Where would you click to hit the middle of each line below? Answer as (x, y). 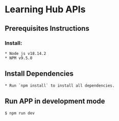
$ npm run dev (20, 113)
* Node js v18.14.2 (26, 53)
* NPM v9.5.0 (19, 58)
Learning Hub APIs (45, 9)
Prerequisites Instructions (47, 28)
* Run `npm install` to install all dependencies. (60, 86)
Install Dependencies (39, 74)
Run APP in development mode (55, 101)
